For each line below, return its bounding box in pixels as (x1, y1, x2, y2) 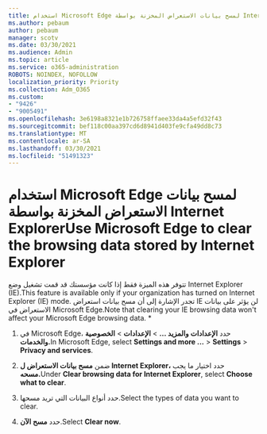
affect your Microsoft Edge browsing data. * (8, 313, 153, 323)
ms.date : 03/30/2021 (8, 41, 77, 49)
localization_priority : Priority (8, 78, 119, 86)
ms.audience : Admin (8, 48, 73, 56)
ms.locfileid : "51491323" (8, 152, 94, 159)
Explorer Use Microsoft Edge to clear (8, 220, 252, 238)
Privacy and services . (19, 346, 94, 355)
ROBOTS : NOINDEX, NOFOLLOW (8, 71, 98, 79)
